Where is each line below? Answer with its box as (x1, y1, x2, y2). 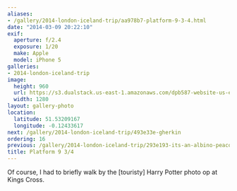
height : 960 (13, 83, 49, 90)
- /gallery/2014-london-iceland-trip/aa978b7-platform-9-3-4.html (7, 17, 207, 24)
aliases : (7, 10, 33, 18)
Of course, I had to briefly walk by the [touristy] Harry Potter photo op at (7, 168, 218, 176)
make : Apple (13, 50, 49, 57)
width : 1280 (13, 96, 49, 103)
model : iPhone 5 (13, 57, 61, 64)
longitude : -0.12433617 (13, 122, 83, 129)
